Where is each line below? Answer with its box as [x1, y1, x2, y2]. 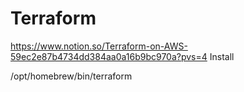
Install [209, 50, 235, 62]
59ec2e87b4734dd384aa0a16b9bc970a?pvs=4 [10, 50, 208, 62]
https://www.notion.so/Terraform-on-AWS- [10, 40, 188, 52]
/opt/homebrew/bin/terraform [10, 70, 133, 82]
